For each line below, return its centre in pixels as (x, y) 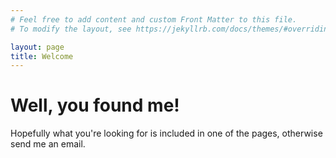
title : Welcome (42, 56)
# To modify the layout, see (71, 29)
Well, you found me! (95, 105)
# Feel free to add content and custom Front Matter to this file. (154, 19)
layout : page (37, 47)
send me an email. (48, 144)
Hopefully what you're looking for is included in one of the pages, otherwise (166, 133)
